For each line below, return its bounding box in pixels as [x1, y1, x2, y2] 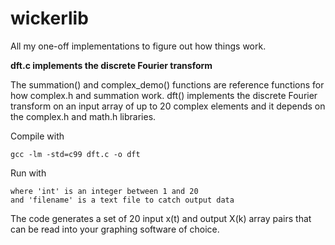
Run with [10, 167, 47, 179]
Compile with [10, 130, 65, 142]
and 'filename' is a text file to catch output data [10, 195, 235, 205]
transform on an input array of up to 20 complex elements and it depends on [10, 100, 326, 112]
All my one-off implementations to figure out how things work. [10, 40, 267, 52]
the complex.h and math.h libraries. [10, 110, 157, 122]
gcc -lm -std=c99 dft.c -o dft [10, 149, 141, 159]
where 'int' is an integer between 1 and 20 [10, 186, 199, 196]
